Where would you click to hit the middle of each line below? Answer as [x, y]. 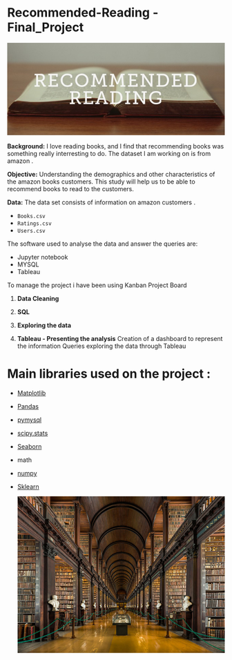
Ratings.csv [34, 224]
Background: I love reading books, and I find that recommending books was [116, 146]
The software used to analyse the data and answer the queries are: [103, 244]
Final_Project [46, 27]
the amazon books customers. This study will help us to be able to [101, 182]
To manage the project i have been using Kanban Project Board [97, 285]
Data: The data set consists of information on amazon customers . [101, 202]
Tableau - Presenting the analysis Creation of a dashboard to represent [120, 339]
